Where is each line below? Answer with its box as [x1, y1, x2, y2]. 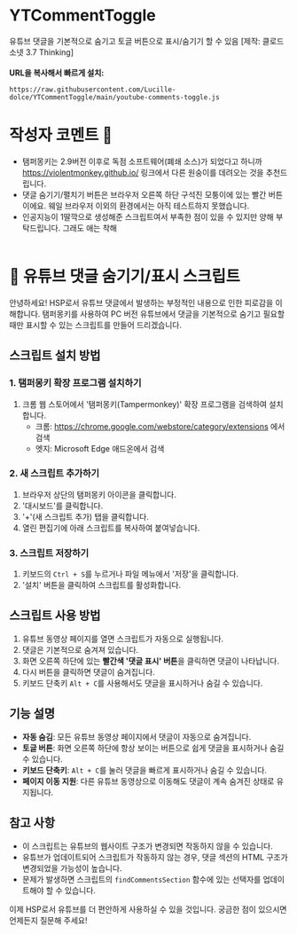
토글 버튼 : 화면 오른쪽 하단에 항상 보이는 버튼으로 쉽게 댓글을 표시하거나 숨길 [21, 742, 285, 753]
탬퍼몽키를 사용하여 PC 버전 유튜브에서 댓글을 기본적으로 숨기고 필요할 [42, 308, 285, 319]
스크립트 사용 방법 [9, 608, 101, 624]
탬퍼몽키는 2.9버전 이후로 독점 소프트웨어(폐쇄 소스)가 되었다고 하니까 [21, 156, 263, 167]
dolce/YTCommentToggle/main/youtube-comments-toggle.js [9, 92, 220, 102]
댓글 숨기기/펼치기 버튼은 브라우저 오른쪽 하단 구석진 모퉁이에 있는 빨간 [21, 189, 267, 200]
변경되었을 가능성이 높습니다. [21, 862, 122, 874]
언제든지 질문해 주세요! [9, 914, 88, 925]
